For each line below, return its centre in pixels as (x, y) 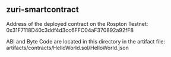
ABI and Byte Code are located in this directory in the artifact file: (85, 41)
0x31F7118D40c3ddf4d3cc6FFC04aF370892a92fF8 (70, 30)
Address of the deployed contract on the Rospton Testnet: (77, 24)
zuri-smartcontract (42, 10)
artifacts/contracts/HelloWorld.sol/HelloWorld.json (67, 48)
